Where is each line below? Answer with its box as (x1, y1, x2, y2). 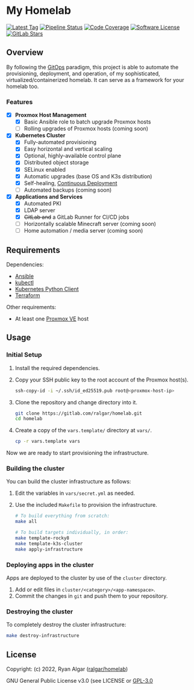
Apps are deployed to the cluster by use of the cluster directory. (6, 574, 167, 582)
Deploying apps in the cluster (6, 560, 94, 569)
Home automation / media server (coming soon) (23, 227, 143, 234)
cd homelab (14, 416, 43, 422)
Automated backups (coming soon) (23, 186, 112, 193)
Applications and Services (14, 193, 83, 200)
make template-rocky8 (14, 535, 69, 541)
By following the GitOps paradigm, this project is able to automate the (6, 63, 179, 71)
